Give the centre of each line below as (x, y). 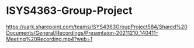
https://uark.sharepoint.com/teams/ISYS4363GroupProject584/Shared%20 (97, 27)
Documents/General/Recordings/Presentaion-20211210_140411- (82, 32)
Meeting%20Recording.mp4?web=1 (49, 39)
